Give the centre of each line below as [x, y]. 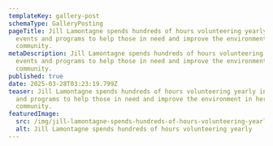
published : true [36, 76]
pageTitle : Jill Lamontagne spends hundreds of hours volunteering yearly [138, 31]
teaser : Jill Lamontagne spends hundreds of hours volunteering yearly [132, 91]
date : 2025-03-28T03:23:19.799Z [63, 84]
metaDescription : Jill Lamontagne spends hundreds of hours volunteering [136, 54]
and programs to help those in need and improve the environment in [134, 99]
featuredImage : [34, 114]
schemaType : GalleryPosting [56, 24]
